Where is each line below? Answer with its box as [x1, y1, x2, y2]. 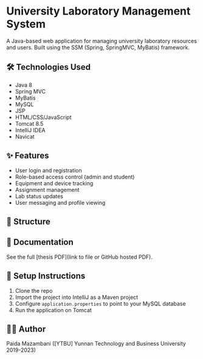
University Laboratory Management [6, 4, 191, 18]
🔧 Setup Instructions [6, 271, 86, 281]
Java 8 [15, 81, 32, 89]
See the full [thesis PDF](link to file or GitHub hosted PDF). [6, 253, 153, 261]
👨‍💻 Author [6, 324, 46, 334]
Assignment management [15, 186, 80, 193]
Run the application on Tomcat [15, 306, 92, 313]
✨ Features [6, 151, 49, 161]
